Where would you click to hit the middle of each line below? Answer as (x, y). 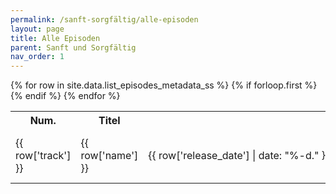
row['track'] (43, 156)
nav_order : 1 (37, 57)
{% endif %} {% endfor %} (65, 96)
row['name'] (109, 156)
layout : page (37, 29)
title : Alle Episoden (55, 38)
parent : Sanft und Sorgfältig (73, 47)
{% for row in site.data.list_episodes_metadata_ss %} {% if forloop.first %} (164, 85)
